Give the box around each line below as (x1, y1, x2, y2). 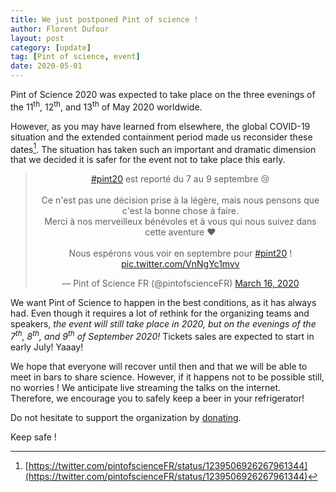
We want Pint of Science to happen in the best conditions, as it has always (10, 297, 317, 309)
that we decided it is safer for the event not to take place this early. (10, 154, 286, 166)
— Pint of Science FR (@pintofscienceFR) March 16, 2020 (61, 277, 300, 290)
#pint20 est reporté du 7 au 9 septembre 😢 (90, 173, 270, 185)
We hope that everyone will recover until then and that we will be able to (10, 360, 308, 372)
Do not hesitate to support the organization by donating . (10, 411, 242, 423)
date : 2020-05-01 (10, 61, 83, 71)
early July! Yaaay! (10, 341, 84, 353)
